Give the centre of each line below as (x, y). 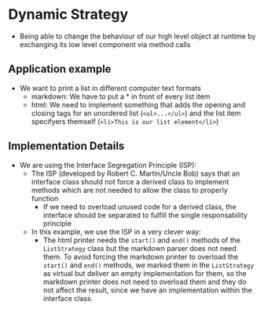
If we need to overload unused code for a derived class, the (140, 206)
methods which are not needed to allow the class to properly (129, 190)
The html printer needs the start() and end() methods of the (142, 240)
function (45, 198)
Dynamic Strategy (68, 15)
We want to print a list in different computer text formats (110, 88)
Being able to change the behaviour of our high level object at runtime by (137, 36)
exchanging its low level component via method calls (105, 44)
